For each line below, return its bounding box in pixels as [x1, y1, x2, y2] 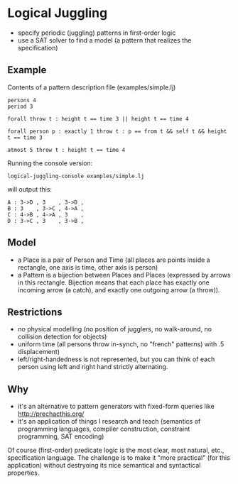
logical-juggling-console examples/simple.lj [7, 172, 144, 180]
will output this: [7, 185, 52, 193]
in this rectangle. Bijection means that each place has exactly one [17, 278, 210, 287]
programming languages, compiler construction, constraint [17, 424, 190, 434]
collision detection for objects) [17, 332, 107, 341]
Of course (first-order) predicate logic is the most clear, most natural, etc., [7, 446, 225, 455]
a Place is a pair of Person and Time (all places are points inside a [17, 255, 211, 264]
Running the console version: [7, 158, 93, 167]
